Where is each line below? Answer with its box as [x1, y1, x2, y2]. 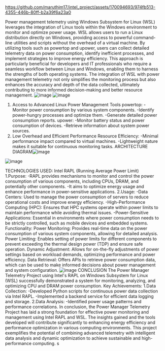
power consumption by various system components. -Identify [29, 107, 154, 113]
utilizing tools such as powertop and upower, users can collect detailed [5, 45, 149, 51]
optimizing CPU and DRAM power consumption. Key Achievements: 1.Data [5, 283, 156, 288]
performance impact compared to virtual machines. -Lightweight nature [12, 138, 158, 144]
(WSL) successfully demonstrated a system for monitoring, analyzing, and [5, 278, 156, 284]
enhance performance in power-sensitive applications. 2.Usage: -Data [5, 189, 148, 194]
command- [133, 34, 156, 40]
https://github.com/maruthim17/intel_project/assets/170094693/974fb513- [5, 4, 156, 10]
